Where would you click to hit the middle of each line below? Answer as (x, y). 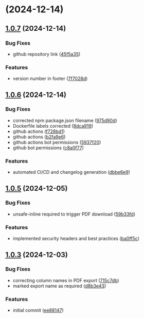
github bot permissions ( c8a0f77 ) (48, 148)
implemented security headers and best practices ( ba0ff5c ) (76, 239)
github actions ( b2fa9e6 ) (39, 136)
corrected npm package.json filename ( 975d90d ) (65, 120)
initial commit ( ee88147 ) (38, 310)
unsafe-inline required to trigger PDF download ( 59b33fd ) (74, 214)
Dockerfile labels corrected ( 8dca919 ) (53, 126)
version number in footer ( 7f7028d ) (50, 78)
